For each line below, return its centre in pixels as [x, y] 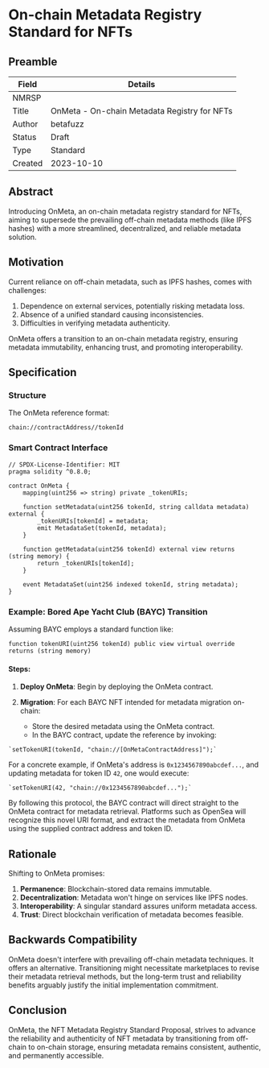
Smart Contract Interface [58, 448]
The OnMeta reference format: [59, 413]
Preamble [33, 62]
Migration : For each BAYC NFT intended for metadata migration [125, 702]
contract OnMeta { [39, 486]
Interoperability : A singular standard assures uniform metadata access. [139, 906]
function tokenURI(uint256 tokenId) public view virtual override [122, 644]
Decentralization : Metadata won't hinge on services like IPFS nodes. [134, 897]
